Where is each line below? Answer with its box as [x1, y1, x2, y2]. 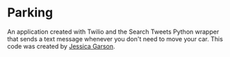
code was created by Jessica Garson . [7, 42, 116, 50]
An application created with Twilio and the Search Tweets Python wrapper [7, 27, 220, 36]
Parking [7, 5, 54, 21]
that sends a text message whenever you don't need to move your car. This [7, 34, 224, 43]
